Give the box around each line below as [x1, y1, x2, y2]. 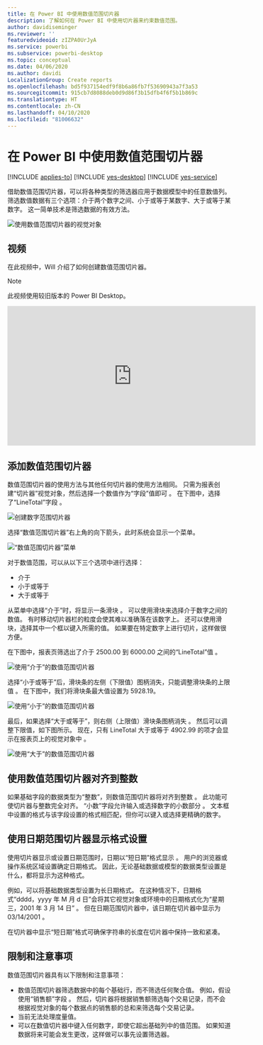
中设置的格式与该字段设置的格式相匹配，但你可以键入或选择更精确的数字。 [7, 810, 225, 819]
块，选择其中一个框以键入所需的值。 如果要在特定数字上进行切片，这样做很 [7, 624, 227, 632]
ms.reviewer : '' [7, 30, 55, 38]
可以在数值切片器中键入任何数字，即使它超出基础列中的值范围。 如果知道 [17, 1021, 231, 1029]
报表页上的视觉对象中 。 [19, 734, 90, 743]
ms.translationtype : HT [7, 96, 78, 104]
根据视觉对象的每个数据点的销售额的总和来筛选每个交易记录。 [17, 1003, 198, 1012]
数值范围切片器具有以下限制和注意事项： [7, 971, 125, 979]
